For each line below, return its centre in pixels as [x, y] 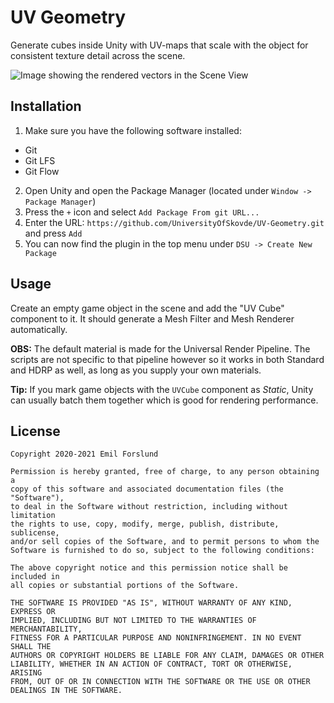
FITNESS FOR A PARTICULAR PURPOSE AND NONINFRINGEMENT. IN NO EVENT [156, 638]
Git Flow [42, 171]
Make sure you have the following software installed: [133, 130]
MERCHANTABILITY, [46, 629]
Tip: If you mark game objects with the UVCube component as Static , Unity [162, 389]
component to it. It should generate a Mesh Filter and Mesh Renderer [152, 318]
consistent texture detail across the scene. [98, 55]
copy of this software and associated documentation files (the [147, 489]
